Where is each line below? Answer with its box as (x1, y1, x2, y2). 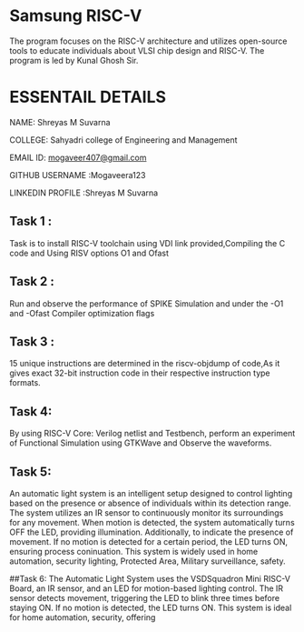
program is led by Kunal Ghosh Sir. (9, 55, 139, 65)
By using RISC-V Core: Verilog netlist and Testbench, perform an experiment (9, 428, 296, 439)
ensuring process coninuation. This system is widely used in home (9, 546, 259, 557)
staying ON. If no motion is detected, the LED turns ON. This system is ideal (9, 602, 292, 613)
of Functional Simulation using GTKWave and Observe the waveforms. (9, 437, 272, 448)
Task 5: (9, 464, 52, 479)
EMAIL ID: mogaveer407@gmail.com (9, 152, 147, 163)
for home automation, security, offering (9, 611, 156, 623)
